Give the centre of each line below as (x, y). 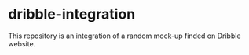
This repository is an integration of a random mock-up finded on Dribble (124, 36)
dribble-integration (72, 14)
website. (22, 43)
